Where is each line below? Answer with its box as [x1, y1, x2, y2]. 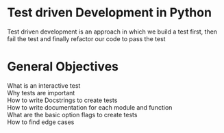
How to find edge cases [7, 118, 75, 126]
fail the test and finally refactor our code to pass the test [7, 34, 166, 43]
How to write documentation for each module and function [7, 103, 173, 111]
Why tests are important [7, 88, 75, 97]
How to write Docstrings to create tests [7, 96, 118, 104]
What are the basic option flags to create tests [7, 110, 138, 119]
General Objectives [7, 59, 119, 75]
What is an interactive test [7, 81, 81, 90]
